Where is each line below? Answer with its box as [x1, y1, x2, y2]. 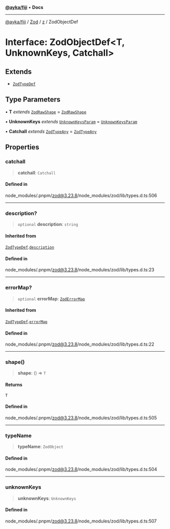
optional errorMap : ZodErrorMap [17, 296, 85, 302]
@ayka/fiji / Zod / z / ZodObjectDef [5, 19, 78, 25]
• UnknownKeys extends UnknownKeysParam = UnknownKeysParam [5, 118, 138, 124]
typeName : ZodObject [17, 444, 64, 450]
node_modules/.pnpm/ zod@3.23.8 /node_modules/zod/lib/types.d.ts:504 [5, 466, 157, 472]
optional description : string [17, 221, 78, 227]
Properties [5, 143, 39, 152]
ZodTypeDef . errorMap [5, 318, 48, 324]
